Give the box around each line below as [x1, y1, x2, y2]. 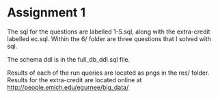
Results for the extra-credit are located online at [7, 75, 142, 84]
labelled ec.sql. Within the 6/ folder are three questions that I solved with [7, 34, 212, 42]
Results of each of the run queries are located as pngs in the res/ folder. [7, 69, 210, 77]
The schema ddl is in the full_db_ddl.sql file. [7, 55, 131, 63]
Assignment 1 [7, 5, 86, 21]
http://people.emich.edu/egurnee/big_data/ [7, 83, 129, 91]
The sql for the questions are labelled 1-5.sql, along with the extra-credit [7, 27, 210, 36]
